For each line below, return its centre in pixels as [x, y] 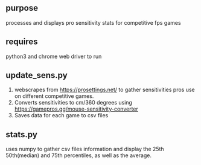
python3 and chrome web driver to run [54, 56]
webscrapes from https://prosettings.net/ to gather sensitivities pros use [104, 90]
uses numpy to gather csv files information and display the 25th [85, 149]
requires [22, 42]
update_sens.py [37, 75]
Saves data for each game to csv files [61, 115]
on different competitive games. [54, 96]
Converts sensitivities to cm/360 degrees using [73, 103]
